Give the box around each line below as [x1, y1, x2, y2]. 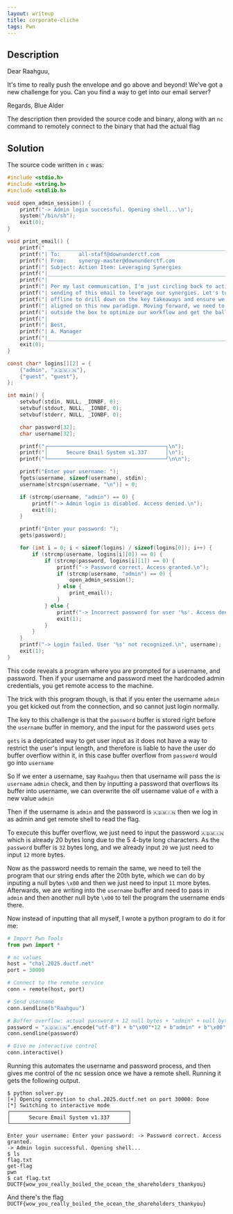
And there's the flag [7, 1193, 64, 1201]
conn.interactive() [7, 1049, 64, 1057]
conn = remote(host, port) [7, 986, 85, 993]
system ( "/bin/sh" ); [19, 212, 76, 219]
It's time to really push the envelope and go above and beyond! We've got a [7, 80, 223, 89]
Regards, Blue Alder [7, 101, 64, 110]
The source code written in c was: [7, 161, 104, 169]
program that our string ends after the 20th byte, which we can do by [7, 871, 205, 880]
